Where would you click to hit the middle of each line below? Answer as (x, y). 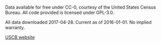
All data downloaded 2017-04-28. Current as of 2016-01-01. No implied (78, 22)
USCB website (20, 37)
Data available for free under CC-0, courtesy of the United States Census (80, 7)
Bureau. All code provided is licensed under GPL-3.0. (59, 12)
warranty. (15, 27)
